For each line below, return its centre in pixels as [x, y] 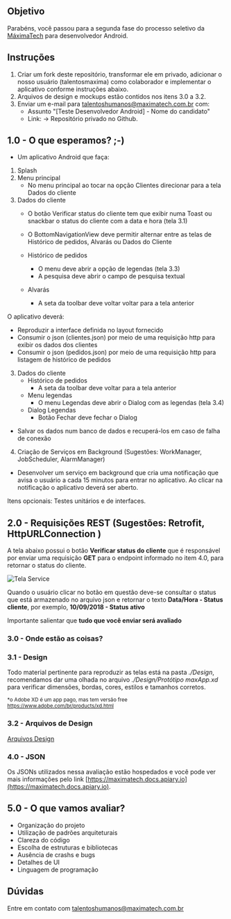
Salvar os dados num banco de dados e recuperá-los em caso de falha [119, 431]
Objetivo [26, 11]
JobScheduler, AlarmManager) [61, 459]
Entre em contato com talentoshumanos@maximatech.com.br [95, 908]
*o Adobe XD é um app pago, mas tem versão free [67, 700]
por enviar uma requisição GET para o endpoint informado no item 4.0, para [115, 558]
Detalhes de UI [38, 862]
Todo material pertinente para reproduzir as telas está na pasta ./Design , [111, 672]
